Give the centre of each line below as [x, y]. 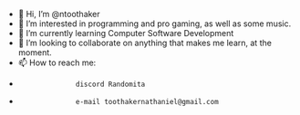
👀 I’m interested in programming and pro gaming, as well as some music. [155, 24]
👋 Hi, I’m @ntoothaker [59, 14]
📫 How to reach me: [57, 62]
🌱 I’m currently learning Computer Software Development [126, 33]
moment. [35, 53]
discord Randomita [111, 84]
